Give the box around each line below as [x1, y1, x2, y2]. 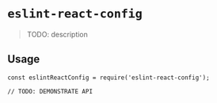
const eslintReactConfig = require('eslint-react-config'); [7, 74, 211, 82]
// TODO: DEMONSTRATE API [7, 87, 93, 95]
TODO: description [26, 29, 89, 39]
